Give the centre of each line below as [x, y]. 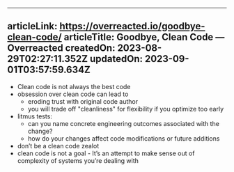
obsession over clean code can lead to [73, 94]
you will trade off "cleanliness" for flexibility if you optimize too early [126, 109]
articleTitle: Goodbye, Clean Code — [144, 37]
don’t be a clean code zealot [58, 146]
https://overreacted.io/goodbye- [132, 26]
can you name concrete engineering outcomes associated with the [123, 123]
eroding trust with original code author [83, 101]
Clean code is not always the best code [74, 86]
